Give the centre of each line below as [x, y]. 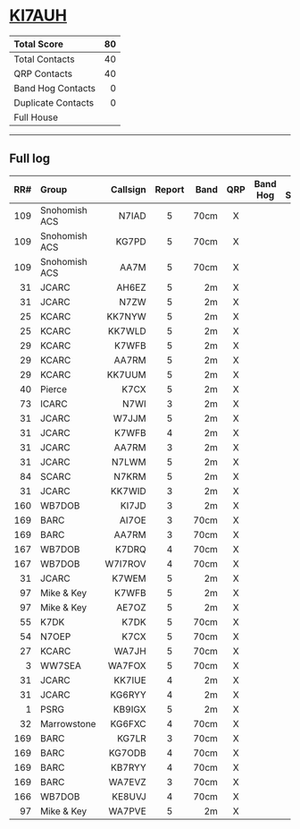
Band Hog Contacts [55, 88]
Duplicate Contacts [54, 102]
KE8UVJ [129, 796]
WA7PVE [128, 811]
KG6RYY [129, 695]
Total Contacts [44, 59]
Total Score [39, 44]
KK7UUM [127, 374]
